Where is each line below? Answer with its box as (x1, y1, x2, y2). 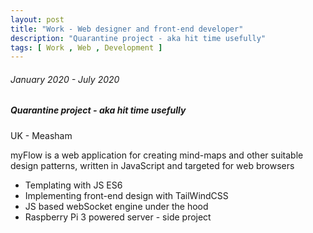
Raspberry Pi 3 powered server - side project (24, 211, 212, 223)
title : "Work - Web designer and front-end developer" (10, 24, 244, 34)
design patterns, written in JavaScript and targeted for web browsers (10, 159, 295, 171)
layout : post (10, 14, 65, 25)
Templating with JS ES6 (24, 179, 123, 191)
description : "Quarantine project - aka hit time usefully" (10, 33, 267, 43)
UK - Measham (10, 129, 73, 141)
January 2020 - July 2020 (10, 73, 120, 85)
